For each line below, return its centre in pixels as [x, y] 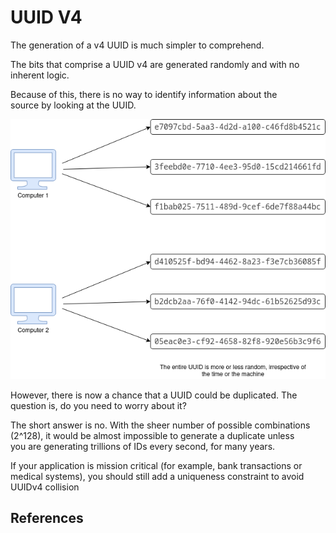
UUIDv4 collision [45, 487]
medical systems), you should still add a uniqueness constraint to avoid [157, 477]
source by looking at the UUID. [73, 105]
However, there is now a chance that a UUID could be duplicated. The [154, 395]
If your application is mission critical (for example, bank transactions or [156, 466]
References [47, 518]
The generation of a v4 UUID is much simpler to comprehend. [137, 45]
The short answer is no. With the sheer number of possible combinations [160, 425]
